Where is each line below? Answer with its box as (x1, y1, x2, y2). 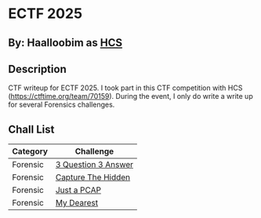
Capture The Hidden (55, 172, 131, 183)
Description (8, 62, 67, 75)
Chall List (8, 122, 55, 136)
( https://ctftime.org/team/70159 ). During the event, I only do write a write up (8, 92, 253, 101)
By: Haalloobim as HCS (8, 36, 123, 49)
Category (12, 146, 49, 157)
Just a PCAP (55, 185, 102, 196)
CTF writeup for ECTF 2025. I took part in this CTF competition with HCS (8, 83, 243, 93)
